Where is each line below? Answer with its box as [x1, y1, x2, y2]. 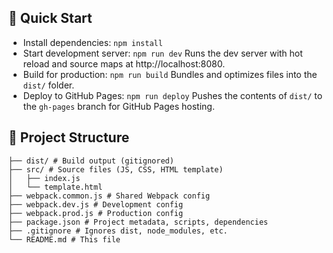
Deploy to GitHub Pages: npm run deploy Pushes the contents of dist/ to [22, 89, 323, 101]
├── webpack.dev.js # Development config [8, 199, 184, 210]
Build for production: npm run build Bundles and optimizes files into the [22, 68, 318, 80]
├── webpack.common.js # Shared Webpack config [8, 191, 211, 201]
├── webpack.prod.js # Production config [8, 208, 184, 218]
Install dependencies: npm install [22, 36, 163, 48]
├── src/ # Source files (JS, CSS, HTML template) [8, 164, 224, 175]
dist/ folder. [22, 79, 75, 91]
